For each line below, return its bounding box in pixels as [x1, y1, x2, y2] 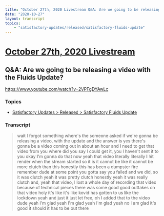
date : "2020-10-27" [5, 12, 45, 17]
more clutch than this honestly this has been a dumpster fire [17, 164, 138, 170]
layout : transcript [5, 16, 45, 21]
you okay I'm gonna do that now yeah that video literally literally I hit [17, 153, 154, 159]
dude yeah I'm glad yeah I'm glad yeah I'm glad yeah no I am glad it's [17, 200, 156, 206]
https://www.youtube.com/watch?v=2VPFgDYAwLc [5, 86, 108, 92]
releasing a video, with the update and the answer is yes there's [17, 137, 145, 144]
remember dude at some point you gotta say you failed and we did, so [17, 169, 158, 175]
